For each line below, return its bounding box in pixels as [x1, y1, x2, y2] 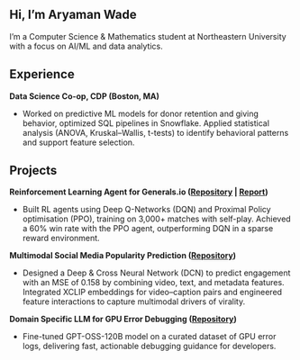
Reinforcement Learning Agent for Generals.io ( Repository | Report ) [9, 186, 268, 197]
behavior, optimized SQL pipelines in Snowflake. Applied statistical [22, 117, 270, 129]
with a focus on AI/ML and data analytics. [9, 40, 164, 51]
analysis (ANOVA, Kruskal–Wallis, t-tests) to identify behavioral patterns [22, 127, 289, 138]
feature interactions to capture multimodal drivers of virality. [22, 296, 246, 307]
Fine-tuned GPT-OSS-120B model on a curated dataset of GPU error [22, 331, 277, 342]
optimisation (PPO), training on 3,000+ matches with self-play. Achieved [22, 213, 291, 224]
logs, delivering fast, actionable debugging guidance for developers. [22, 341, 277, 352]
